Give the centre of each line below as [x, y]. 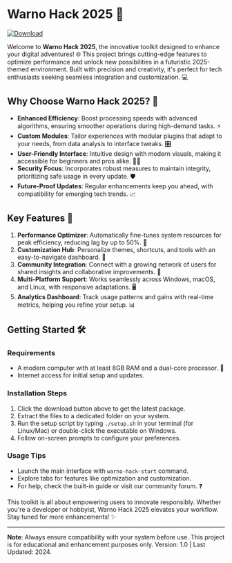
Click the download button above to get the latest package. [101, 409]
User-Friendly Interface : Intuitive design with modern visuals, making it [119, 153]
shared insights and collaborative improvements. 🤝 [89, 271]
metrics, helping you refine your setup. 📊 [76, 305]
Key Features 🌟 [40, 218]
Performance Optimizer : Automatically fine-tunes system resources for [119, 235]
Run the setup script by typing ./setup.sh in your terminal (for [105, 423]
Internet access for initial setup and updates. [81, 375]
